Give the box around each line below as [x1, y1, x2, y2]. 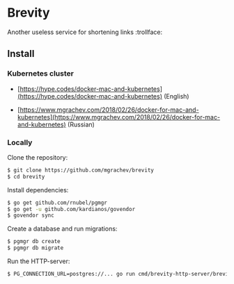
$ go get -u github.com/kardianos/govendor [7, 206, 136, 212]
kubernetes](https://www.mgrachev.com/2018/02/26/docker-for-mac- [17, 112, 221, 121]
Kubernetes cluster [7, 69, 75, 78]
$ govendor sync [7, 212, 54, 219]
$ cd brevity [7, 173, 45, 180]
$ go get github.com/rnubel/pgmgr [7, 199, 108, 206]
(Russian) [67, 120, 95, 128]
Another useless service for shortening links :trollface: [7, 28, 162, 36]
